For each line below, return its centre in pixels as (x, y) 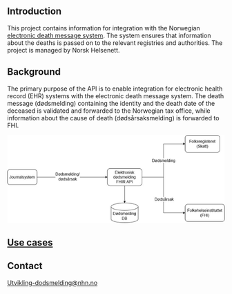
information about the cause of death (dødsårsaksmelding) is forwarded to (113, 118)
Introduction (35, 11)
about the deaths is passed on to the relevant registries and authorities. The (115, 43)
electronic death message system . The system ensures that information (109, 35)
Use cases (30, 242)
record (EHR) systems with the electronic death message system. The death (116, 95)
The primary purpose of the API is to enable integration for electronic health (115, 89)
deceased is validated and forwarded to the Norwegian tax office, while (109, 111)
